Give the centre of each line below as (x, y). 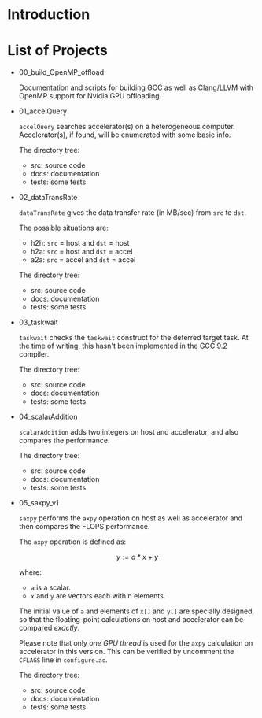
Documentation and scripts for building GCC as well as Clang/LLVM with (136, 87)
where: (30, 572)
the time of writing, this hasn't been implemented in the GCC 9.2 (123, 346)
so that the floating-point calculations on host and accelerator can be (131, 620)
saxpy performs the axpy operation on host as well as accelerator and (131, 518)
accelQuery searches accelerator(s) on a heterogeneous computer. (127, 127)
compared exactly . (49, 628)
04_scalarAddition (48, 417)
